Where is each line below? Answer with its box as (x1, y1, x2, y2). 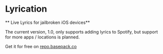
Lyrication (5, 3, 47, 15)
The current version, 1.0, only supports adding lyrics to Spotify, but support (5, 29, 158, 35)
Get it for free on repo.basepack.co (5, 43, 77, 49)
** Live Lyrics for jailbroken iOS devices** (5, 19, 90, 25)
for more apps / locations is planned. (5, 34, 80, 40)
